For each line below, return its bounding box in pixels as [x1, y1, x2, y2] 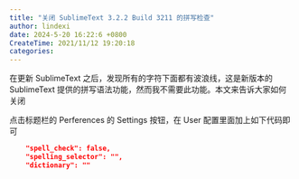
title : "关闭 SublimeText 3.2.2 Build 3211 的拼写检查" [9, 13, 215, 23]
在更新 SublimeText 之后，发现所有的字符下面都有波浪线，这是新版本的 [9, 73, 274, 84]
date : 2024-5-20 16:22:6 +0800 [9, 30, 127, 39]
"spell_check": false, [25, 144, 111, 154]
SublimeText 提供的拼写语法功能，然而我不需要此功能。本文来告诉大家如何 [9, 84, 287, 95]
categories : [9, 47, 54, 56]
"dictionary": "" [25, 160, 91, 170]
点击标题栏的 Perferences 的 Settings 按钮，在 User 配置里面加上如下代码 [9, 115, 283, 126]
